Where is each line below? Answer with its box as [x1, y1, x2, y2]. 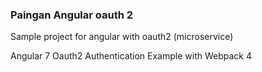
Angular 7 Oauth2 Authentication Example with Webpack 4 [10, 50, 253, 62]
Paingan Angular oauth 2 [10, 8, 134, 22]
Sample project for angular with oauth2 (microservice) [10, 31, 234, 43]
